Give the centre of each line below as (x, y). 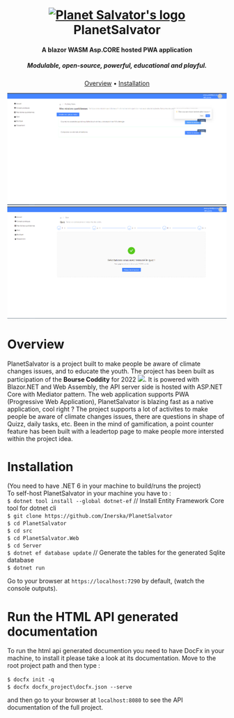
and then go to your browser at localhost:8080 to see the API (95, 700)
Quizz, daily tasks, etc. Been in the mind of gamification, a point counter (110, 424)
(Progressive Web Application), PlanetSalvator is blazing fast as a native (110, 401)
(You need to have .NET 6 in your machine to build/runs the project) (104, 486)
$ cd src (20, 531)
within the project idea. (40, 438)
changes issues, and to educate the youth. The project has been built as (111, 371)
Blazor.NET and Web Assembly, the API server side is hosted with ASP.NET (115, 387)
